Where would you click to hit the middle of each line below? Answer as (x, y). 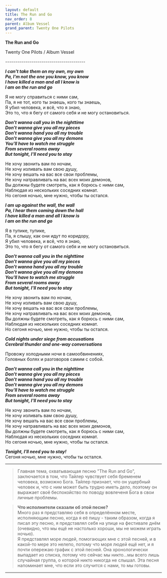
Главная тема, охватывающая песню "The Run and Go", (76, 471)
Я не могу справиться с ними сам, (42, 97)
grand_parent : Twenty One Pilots (40, 28)
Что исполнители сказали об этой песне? (63, 507)
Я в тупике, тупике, (25, 231)
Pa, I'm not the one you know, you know (47, 77)
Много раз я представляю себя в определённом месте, (77, 513)
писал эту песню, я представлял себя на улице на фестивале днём (89, 523)
